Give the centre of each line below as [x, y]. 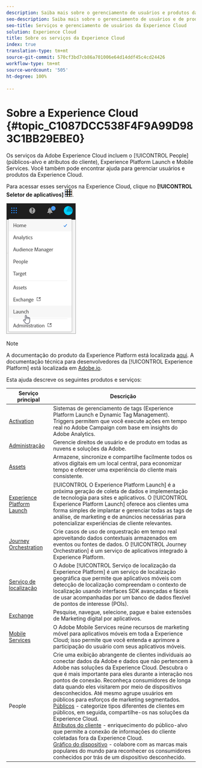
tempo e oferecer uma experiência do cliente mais [115, 470]
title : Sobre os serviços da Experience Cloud [66, 38]
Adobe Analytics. [74, 433]
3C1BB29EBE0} [46, 139]
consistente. [68, 476]
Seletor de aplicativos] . [40, 195]
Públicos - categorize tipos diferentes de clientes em [119, 706]
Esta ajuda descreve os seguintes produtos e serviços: [74, 380]
